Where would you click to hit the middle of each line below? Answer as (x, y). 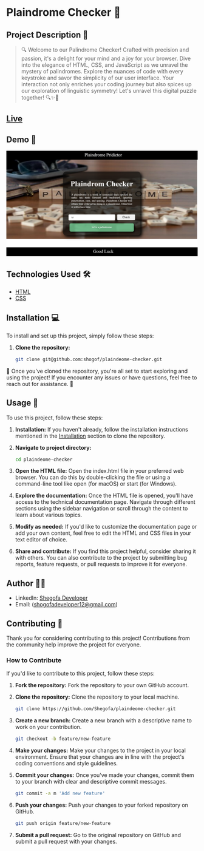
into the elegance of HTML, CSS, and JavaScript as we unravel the (104, 65)
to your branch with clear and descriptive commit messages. (91, 782)
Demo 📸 (21, 139)
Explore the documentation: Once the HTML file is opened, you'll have (104, 496)
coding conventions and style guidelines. (66, 764)
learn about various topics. (49, 515)
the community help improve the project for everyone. (74, 645)
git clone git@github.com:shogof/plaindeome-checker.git (89, 359)
